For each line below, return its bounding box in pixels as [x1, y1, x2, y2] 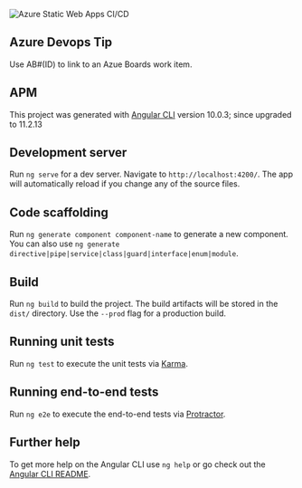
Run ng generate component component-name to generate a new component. [9, 229, 289, 240]
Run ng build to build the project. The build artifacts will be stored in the [9, 299, 278, 310]
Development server [9, 145, 127, 160]
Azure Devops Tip [9, 34, 113, 50]
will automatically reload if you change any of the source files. [9, 178, 241, 189]
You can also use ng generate [9, 238, 120, 249]
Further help [9, 435, 81, 450]
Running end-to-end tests [9, 385, 159, 400]
